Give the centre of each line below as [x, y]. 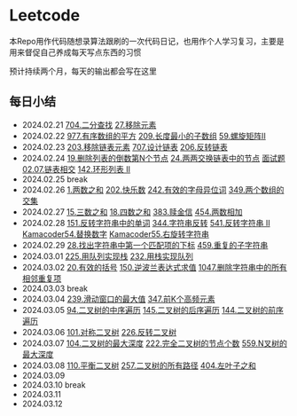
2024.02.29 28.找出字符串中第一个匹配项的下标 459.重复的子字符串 [145, 245]
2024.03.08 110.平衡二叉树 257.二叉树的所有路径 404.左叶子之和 [139, 365]
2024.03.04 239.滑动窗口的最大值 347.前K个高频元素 [118, 299]
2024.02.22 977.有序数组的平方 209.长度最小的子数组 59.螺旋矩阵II [144, 136]
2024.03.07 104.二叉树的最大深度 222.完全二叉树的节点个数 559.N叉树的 [155, 343]
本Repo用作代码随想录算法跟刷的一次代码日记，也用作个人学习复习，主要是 [147, 41]
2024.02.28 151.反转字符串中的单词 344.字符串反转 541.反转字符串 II [146, 223]
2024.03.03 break [55, 288]
